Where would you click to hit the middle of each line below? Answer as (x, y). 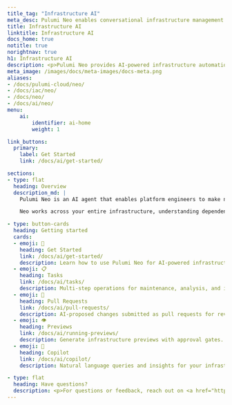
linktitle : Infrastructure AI (51, 33)
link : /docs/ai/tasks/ (52, 282)
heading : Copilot (45, 352)
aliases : (20, 78)
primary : (26, 148)
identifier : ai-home (61, 123)
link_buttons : (28, 142)
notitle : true (28, 46)
